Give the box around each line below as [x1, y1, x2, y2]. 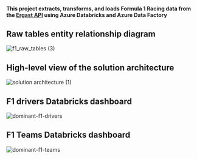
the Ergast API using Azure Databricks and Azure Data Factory [6, 11, 167, 18]
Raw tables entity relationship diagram [6, 29, 156, 39]
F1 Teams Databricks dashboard [6, 130, 131, 140]
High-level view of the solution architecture [6, 63, 175, 73]
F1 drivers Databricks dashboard [6, 96, 133, 106]
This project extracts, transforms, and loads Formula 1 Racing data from [6, 5, 192, 12]
